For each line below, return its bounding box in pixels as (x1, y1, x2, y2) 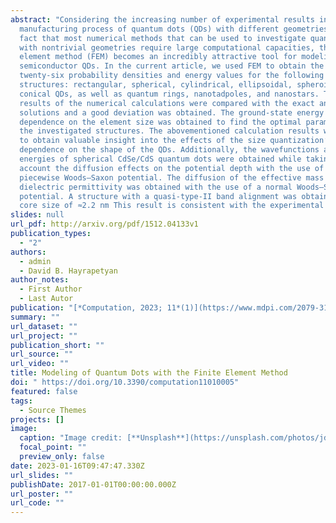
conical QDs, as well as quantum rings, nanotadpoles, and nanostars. (19, 89, 320, 99)
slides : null (10, 210, 65, 220)
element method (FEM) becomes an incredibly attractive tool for (19, 52, 298, 62)
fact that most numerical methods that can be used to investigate (19, 33, 307, 43)
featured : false (10, 386, 78, 396)
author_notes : (10, 275, 70, 285)
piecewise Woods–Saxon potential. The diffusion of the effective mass (19, 172, 325, 183)
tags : (10, 396, 33, 406)
